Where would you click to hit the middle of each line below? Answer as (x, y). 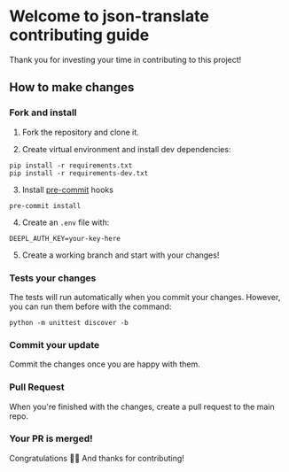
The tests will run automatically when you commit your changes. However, (145, 297)
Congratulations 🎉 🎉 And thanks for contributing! (97, 458)
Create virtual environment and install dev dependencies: (126, 149)
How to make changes (72, 87)
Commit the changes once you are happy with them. (105, 364)
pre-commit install (45, 205)
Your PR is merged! (51, 438)
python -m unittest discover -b (69, 322)
